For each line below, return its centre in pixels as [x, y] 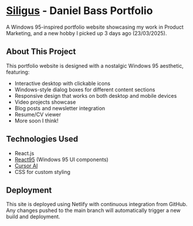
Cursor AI [26, 166]
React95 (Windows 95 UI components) [61, 159]
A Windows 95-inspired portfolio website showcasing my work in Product [95, 27]
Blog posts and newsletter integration [60, 108]
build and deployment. [33, 217]
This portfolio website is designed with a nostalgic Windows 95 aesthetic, [95, 66]
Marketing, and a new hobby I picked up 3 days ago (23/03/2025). [87, 33]
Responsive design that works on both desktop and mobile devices [96, 95]
